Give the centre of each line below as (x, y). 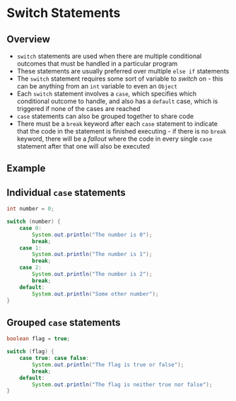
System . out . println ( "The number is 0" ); (92, 235)
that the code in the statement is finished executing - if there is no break (122, 131)
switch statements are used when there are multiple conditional (109, 56)
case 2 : (30, 268)
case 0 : (30, 228)
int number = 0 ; (30, 209)
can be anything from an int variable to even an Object (97, 86)
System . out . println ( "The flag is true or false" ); (108, 365)
